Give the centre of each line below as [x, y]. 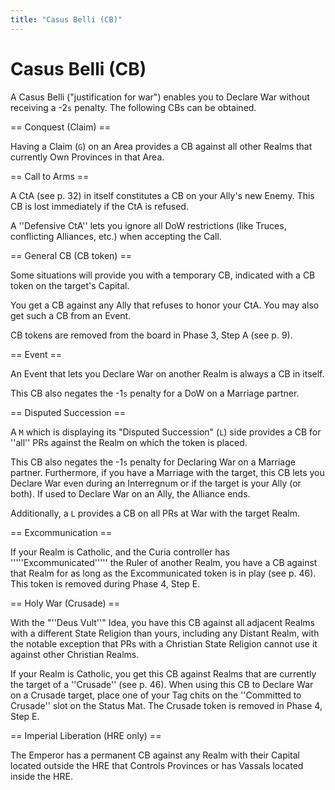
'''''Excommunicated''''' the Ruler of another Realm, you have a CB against [164, 562]
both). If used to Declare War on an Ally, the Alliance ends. [130, 493]
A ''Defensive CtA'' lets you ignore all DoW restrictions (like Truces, [148, 225]
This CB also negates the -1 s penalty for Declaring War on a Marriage [153, 462]
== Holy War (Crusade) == [65, 603]
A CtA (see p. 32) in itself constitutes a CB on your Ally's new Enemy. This [162, 195]
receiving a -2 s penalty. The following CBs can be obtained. [133, 107]
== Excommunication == [61, 532]
